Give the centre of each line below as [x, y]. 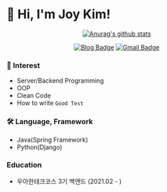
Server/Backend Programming [60, 81]
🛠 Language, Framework [50, 122]
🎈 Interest [23, 65]
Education [24, 165]
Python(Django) [39, 147]
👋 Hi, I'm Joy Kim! [59, 14]
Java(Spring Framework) [52, 139]
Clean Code [34, 96]
